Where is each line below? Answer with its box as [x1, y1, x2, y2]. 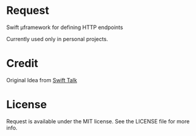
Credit [6, 57, 38, 70]
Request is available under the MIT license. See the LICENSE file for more [6, 117, 190, 125]
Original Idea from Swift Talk [6, 76, 78, 83]
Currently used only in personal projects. [6, 35, 108, 42]
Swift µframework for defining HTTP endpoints [6, 24, 123, 31]
